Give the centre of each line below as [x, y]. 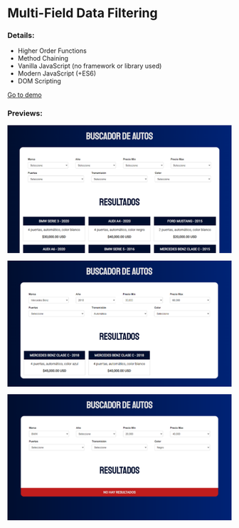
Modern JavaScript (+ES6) [57, 73]
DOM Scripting [39, 81]
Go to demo [25, 95]
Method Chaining [43, 58]
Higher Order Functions [52, 51]
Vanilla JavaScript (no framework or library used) [90, 66]
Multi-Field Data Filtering [83, 13]
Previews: [25, 113]
